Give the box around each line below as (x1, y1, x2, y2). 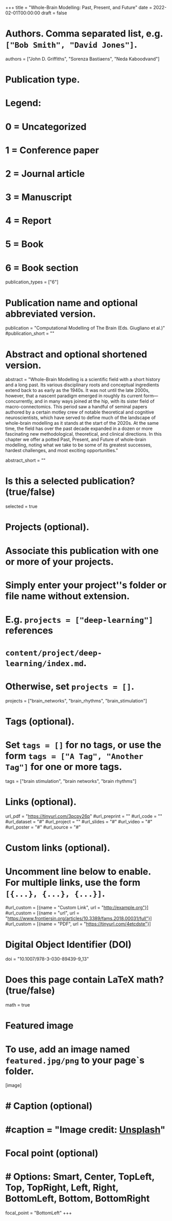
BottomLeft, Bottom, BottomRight (5, 1193, 150, 1204)
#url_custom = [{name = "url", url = (5, 910, 80, 916)
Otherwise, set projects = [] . (5, 681, 135, 692)
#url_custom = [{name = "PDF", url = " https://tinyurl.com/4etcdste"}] (5, 921, 151, 927)
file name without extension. (5, 590, 130, 602)
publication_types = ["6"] (5, 279, 59, 285)
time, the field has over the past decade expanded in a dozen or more (5, 425, 153, 432)
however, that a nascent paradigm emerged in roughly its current (5, 393, 143, 399)
